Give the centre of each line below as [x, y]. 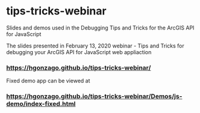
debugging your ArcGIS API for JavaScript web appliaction [79, 52]
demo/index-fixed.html [41, 104]
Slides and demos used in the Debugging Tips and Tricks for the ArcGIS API [100, 28]
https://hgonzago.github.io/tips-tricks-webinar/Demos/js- [94, 96]
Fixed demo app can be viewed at [48, 81]
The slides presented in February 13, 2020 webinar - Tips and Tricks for [95, 46]
